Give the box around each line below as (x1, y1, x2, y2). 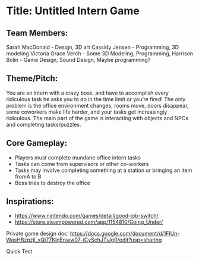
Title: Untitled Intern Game (6, 4, 140, 18)
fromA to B (14, 173, 42, 180)
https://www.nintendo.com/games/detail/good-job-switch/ (14, 212, 159, 220)
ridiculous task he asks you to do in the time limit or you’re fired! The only (6, 95, 186, 102)
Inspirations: (6, 196, 55, 206)
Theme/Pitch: (6, 73, 58, 84)
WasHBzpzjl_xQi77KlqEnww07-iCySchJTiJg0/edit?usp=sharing (6, 236, 162, 243)
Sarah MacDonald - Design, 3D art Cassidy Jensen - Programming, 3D (6, 43, 179, 51)
